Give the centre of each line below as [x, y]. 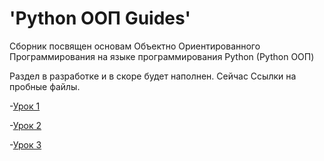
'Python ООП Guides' [100, 18]
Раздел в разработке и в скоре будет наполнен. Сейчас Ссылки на [153, 76]
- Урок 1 [25, 106]
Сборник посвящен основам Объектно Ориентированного [135, 46]
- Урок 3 [25, 144]
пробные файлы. [45, 86]
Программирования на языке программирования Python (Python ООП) [162, 56]
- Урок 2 [25, 125]
